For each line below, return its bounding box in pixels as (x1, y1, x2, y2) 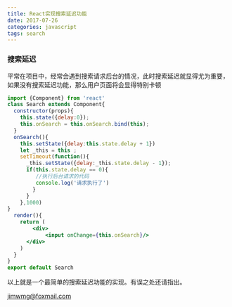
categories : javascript (7, 23, 77, 30)
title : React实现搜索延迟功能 (7, 10, 88, 18)
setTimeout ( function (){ (20, 153, 90, 160)
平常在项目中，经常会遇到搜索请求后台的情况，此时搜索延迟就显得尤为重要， (7, 72, 229, 80)
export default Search (7, 264, 74, 271)
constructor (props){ (13, 107, 74, 115)
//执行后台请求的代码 (35, 173, 89, 180)
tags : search (7, 30, 46, 37)
